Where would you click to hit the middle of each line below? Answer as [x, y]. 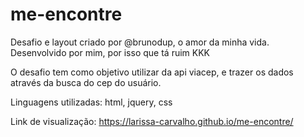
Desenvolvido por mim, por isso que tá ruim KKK [110, 52]
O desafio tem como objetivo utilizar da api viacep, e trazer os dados [152, 72]
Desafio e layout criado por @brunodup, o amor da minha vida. [140, 42]
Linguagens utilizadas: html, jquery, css [91, 102]
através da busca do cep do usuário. [86, 82]
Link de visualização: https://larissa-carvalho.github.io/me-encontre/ [152, 121]
